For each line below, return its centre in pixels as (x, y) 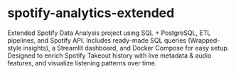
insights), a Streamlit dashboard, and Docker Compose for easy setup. (126, 48)
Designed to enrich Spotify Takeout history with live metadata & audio (109, 55)
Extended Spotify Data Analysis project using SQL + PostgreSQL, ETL (109, 33)
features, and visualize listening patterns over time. (82, 63)
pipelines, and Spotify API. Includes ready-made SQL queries (97, 40)
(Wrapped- (204, 40)
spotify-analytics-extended (91, 13)
